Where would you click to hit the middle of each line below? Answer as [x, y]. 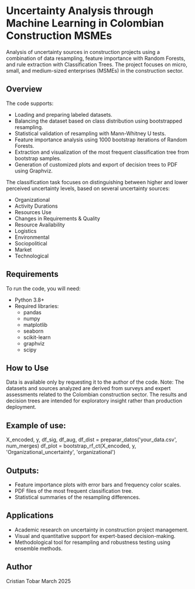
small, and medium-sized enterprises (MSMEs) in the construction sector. [95, 70]
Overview [24, 89]
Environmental [32, 237]
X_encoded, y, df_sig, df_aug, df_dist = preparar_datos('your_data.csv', [92, 440]
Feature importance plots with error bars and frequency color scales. [98, 485]
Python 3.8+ [30, 300]
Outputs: [23, 470]
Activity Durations [36, 206]
